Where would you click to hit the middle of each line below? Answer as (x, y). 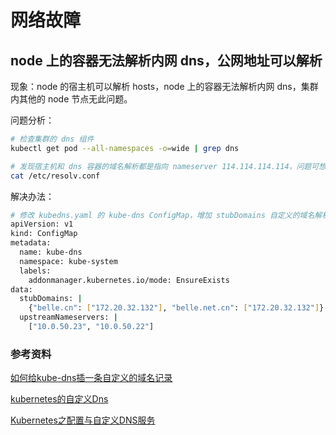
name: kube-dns (51, 252)
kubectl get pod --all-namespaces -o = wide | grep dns (125, 148)
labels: (35, 271)
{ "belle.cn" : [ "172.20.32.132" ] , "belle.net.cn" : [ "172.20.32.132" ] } (176, 308)
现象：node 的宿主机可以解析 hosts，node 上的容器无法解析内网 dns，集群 (164, 86)
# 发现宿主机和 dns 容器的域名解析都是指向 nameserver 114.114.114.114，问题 (161, 166)
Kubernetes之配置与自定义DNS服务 (83, 420)
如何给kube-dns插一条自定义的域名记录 (91, 378)
